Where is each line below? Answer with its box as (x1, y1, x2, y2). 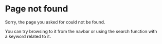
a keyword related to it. (5, 33, 51, 39)
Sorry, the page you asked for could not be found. (5, 19, 106, 25)
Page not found (5, 3, 68, 14)
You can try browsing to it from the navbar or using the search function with (5, 28, 157, 34)
